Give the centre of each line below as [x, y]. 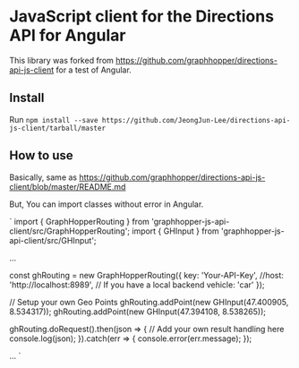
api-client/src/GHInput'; [53, 240]
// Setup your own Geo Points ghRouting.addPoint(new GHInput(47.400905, [149, 302]
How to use [41, 155]
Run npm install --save [54, 119]
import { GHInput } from [175, 231]
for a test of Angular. [94, 70]
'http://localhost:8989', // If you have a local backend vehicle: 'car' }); [137, 285]
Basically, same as [43, 177]
